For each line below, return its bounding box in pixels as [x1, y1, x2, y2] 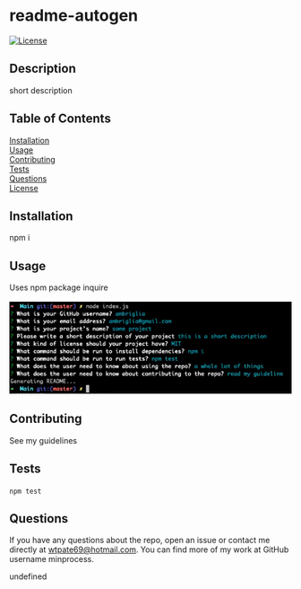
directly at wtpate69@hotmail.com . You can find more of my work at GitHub [9, 544, 289, 555]
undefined [9, 571, 47, 582]
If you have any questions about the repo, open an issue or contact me [9, 535, 271, 546]
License [9, 182, 39, 193]
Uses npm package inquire [9, 282, 109, 293]
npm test [9, 487, 42, 496]
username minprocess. [9, 554, 94, 565]
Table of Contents [9, 111, 112, 127]
